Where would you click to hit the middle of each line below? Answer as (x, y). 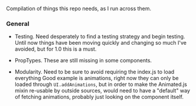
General (18, 24)
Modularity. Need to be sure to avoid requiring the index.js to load (94, 72)
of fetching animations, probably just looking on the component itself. (99, 97)
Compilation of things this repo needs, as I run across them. (79, 9)
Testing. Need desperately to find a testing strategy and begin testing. (100, 37)
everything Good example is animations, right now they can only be (97, 78)
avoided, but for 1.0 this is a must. (55, 49)
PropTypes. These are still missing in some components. (83, 61)
